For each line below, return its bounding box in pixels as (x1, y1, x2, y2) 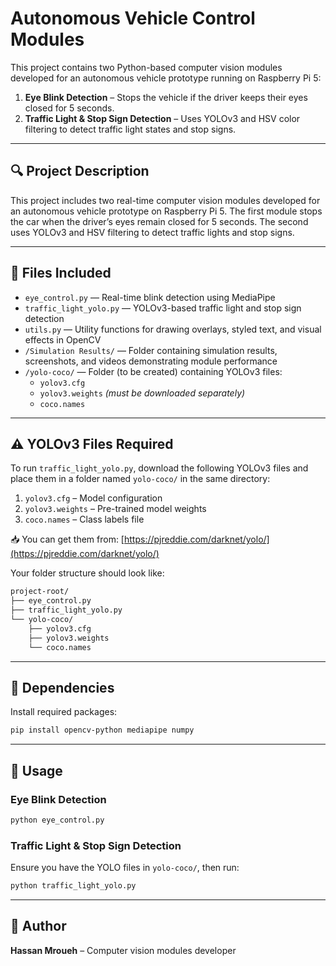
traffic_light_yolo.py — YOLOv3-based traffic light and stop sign (24, 302, 302, 314)
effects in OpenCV (24, 333, 102, 346)
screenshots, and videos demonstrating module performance (24, 355, 278, 367)
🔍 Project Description (10, 163, 150, 180)
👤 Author (10, 918, 67, 935)
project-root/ (10, 587, 70, 597)
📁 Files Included (10, 265, 112, 282)
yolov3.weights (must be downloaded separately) (39, 387, 246, 399)
